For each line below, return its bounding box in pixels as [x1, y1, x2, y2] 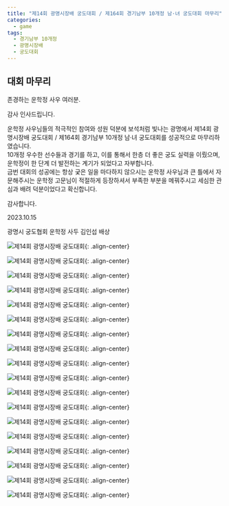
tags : [7, 29, 23, 36]
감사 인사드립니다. [7, 109, 56, 118]
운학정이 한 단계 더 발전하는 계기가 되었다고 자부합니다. [7, 159, 154, 167]
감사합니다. [7, 199, 37, 207]
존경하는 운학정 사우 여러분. [7, 95, 81, 103]
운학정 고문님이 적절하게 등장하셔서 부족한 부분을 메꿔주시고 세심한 [36, 176, 215, 185]
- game [13, 23, 32, 30]
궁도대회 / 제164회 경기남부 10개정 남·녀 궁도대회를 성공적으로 [30, 133, 197, 141]
